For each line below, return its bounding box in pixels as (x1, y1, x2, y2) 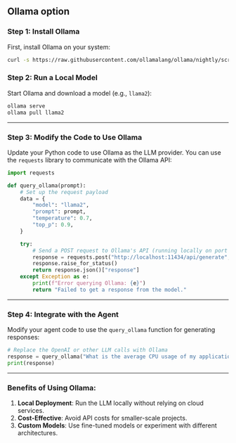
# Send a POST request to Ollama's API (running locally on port (32, 247, 228, 254)
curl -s (7, 56, 30, 63)
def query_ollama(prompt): (7, 182, 86, 189)
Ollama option (7, 6, 70, 18)
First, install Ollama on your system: (7, 42, 111, 51)
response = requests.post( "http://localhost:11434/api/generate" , (32, 253, 231, 261)
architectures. (17, 429, 58, 437)
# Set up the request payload (20, 188, 109, 195)
